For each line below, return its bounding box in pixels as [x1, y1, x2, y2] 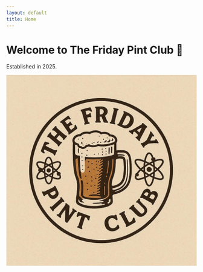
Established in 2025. [6, 63, 57, 70]
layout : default [6, 10, 47, 16]
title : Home [6, 16, 36, 22]
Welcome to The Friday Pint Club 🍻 [6, 43, 184, 57]
